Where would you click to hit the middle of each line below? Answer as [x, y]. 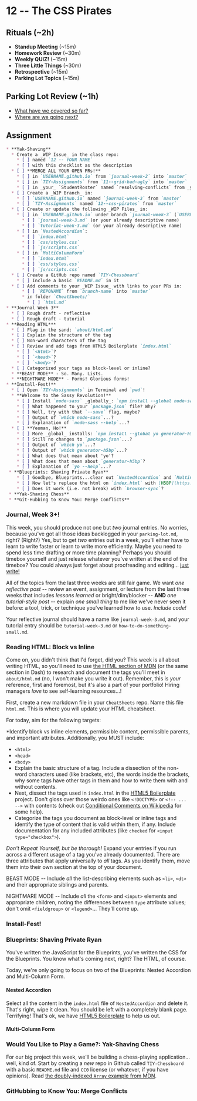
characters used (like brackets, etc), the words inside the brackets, [109, 774]
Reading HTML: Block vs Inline [50, 647]
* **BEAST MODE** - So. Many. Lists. [57, 373]
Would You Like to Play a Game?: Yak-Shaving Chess [83, 1044]
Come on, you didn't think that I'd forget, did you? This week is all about [93, 660]
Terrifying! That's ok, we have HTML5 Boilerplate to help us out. [83, 1016]
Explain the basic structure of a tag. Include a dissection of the [90, 768]
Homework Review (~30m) [47, 53]
